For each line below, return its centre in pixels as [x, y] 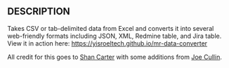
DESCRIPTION [39, 12]
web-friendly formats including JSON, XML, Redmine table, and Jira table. [115, 36]
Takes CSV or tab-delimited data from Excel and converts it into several [111, 28]
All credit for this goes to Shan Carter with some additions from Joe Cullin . [115, 57]
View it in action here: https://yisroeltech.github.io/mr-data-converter [107, 43]
